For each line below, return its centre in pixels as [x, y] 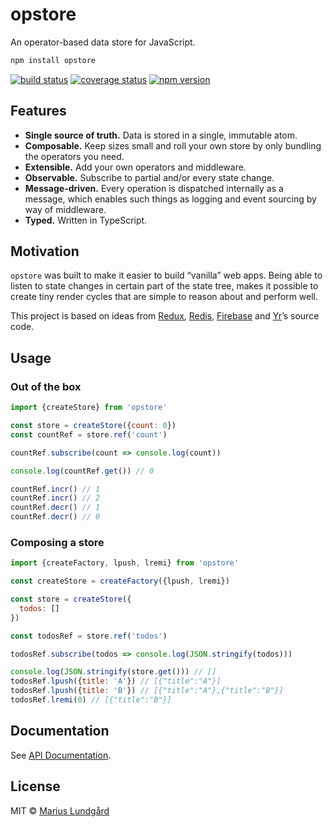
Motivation [45, 251]
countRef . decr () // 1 [55, 508]
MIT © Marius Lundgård [60, 810]
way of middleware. [65, 209]
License [35, 786]
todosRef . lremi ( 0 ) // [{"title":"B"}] [91, 700]
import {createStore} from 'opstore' [89, 408]
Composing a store [57, 542]
